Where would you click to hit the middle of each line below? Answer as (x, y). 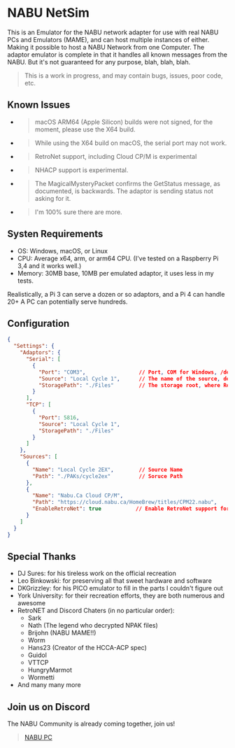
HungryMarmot (50, 670)
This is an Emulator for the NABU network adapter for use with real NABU (113, 32)
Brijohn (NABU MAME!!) (62, 633)
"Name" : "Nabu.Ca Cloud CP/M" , (78, 496)
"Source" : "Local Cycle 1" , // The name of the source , (129, 379)
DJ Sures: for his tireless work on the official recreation (97, 573)
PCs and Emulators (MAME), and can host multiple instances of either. (108, 39)
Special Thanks (42, 557)
